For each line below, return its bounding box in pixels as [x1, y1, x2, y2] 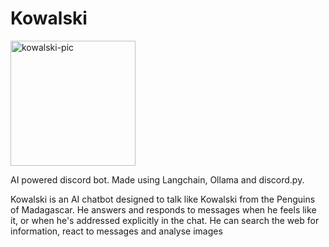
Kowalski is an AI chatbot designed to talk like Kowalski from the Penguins [10, 193, 316, 205]
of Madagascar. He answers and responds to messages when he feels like [10, 203, 317, 216]
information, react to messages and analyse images [10, 225, 223, 237]
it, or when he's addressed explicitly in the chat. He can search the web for [10, 214, 320, 226]
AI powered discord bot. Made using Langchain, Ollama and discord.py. [10, 173, 305, 186]
